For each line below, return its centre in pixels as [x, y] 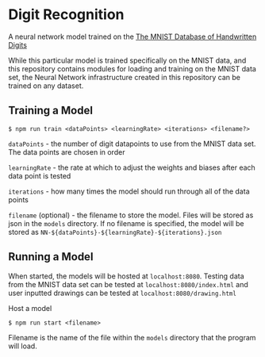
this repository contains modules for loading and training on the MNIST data [132, 68]
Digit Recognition [66, 15]
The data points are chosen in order [67, 152]
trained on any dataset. [46, 86]
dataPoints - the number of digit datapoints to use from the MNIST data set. [132, 144]
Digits [18, 44]
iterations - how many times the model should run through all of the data [129, 191]
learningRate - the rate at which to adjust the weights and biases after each [132, 167]
